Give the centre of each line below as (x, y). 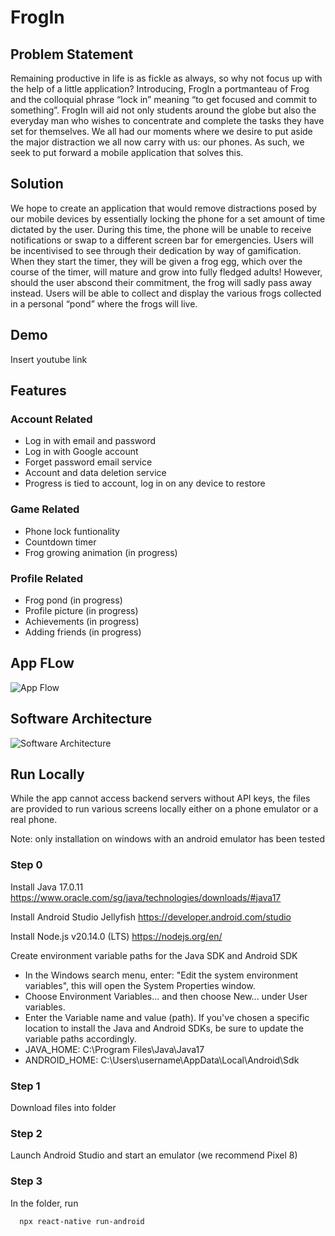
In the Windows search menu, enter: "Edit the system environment (161, 975)
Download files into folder (63, 1107)
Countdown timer (60, 542)
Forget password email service (88, 462)
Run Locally (47, 774)
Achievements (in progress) (82, 621)
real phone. (34, 820)
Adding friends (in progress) (83, 632)
